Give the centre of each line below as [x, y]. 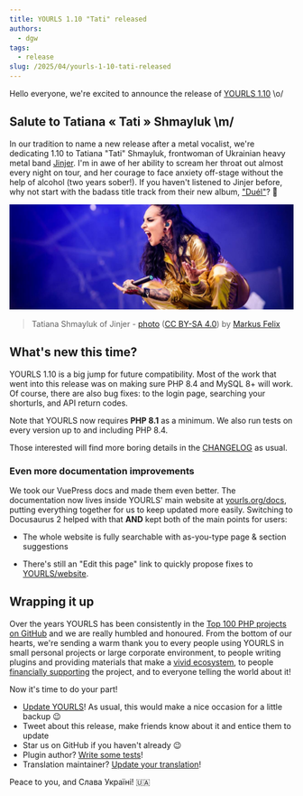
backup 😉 [41, 716]
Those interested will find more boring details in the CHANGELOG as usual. [149, 447]
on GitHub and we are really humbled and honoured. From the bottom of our [151, 633]
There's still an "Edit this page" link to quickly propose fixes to [138, 564]
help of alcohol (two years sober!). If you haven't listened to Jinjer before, [146, 182]
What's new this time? [73, 352]
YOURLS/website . [55, 573]
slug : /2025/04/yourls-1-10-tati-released [90, 67]
